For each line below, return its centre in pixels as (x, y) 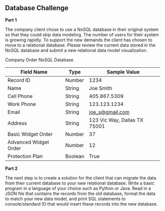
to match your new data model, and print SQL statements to (66, 199)
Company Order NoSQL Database (39, 60)
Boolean (75, 156)
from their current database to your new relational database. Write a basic (80, 183)
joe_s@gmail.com (109, 112)
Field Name (34, 72)
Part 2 (12, 168)
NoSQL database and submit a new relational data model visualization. (76, 50)
